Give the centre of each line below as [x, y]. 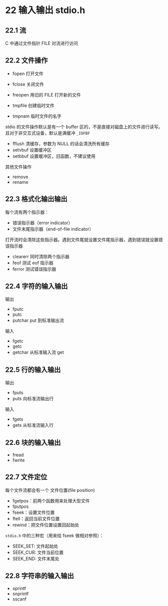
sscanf [19, 599]
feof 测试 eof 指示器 [33, 263]
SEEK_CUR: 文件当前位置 [38, 552]
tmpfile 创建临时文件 [33, 105]
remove [20, 177]
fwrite [18, 460]
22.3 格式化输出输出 [36, 199]
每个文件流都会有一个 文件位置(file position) [50, 490]
